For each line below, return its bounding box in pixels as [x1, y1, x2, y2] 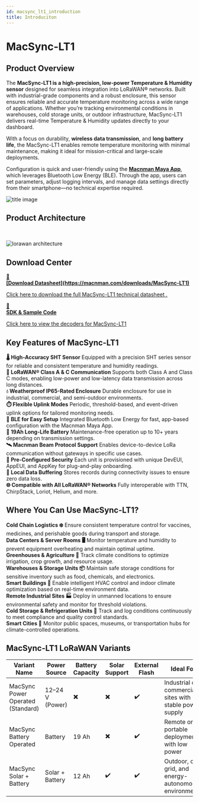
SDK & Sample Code [6, 309, 57, 316]
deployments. [6, 154, 40, 161]
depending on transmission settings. [6, 434, 95, 441]
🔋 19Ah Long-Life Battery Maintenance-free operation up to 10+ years [6, 428, 179, 435]
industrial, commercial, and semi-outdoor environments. [6, 394, 143, 401]
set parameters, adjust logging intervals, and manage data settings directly [6, 178, 189, 185]
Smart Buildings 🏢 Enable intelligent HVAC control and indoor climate [6, 579, 175, 586]
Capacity [73, 668, 99, 676]
